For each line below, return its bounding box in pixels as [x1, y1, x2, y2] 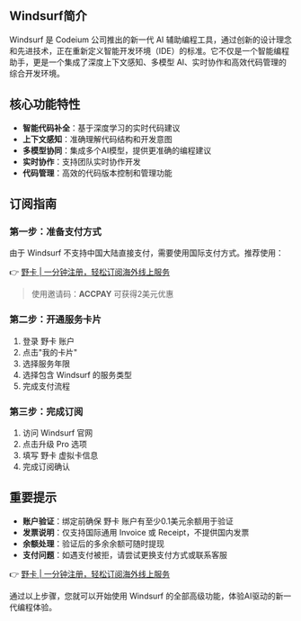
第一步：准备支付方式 [9, 225, 102, 238]
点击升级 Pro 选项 [22, 438, 88, 449]
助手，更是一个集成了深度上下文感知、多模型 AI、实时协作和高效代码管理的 [9, 57, 288, 67]
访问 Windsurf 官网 [22, 427, 93, 438]
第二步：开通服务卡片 [9, 313, 102, 326]
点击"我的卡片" [22, 346, 78, 357]
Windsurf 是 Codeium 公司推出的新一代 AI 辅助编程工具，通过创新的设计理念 [9, 34, 292, 45]
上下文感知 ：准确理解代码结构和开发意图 [22, 133, 173, 144]
